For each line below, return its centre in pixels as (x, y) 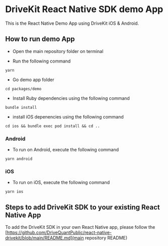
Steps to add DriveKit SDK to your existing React (82, 207)
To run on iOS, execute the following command (61, 182)
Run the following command (41, 61)
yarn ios (14, 192)
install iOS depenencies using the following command (68, 116)
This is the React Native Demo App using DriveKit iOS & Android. (72, 23)
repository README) (106, 238)
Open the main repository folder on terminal (58, 51)
